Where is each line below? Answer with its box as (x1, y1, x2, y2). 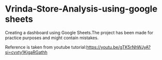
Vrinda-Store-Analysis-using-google (5, 3, 158, 15)
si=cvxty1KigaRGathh (5, 49, 47, 55)
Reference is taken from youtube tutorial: (5, 44, 87, 50)
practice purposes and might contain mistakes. (5, 35, 99, 41)
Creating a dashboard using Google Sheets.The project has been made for (5, 30, 154, 35)
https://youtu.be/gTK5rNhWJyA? (86, 44, 151, 50)
